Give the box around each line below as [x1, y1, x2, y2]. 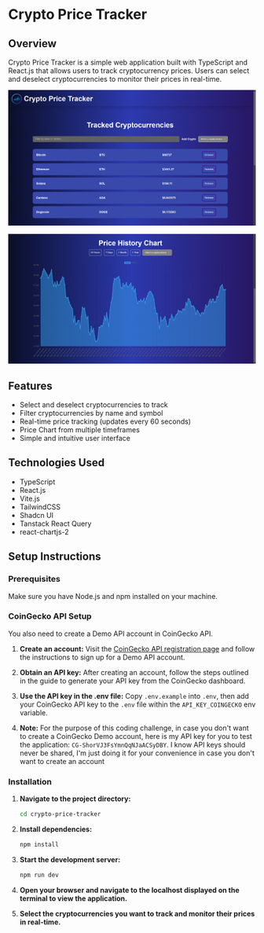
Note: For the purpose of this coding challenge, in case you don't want [19, 723, 249, 733]
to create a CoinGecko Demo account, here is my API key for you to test [19, 731, 253, 740]
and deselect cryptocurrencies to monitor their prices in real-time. [8, 75, 222, 83]
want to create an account [19, 756, 104, 766]
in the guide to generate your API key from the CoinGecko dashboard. [19, 676, 246, 685]
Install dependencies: [19, 824, 93, 834]
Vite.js [19, 494, 41, 503]
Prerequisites [8, 574, 60, 585]
